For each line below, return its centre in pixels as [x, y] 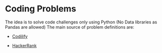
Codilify [20, 36]
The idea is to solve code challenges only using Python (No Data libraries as [81, 22]
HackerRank [24, 45]
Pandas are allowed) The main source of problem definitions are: [70, 27]
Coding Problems [41, 9]
